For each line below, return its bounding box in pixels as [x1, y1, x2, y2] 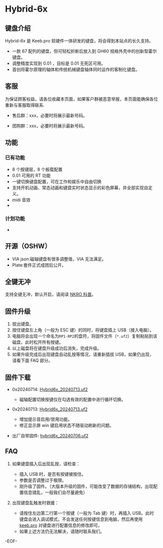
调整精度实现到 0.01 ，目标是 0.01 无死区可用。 [12, 60, 106, 66]
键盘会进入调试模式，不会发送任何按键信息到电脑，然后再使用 [19, 516, 143, 522]
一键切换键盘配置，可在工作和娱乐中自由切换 [12, 178, 102, 184]
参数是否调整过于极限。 [19, 477, 66, 483]
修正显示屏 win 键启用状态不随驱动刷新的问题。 [19, 423, 114, 429]
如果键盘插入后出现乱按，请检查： [12, 461, 81, 467]
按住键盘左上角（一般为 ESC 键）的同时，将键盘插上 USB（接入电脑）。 [12, 327, 154, 333]
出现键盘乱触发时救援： [12, 500, 59, 506]
